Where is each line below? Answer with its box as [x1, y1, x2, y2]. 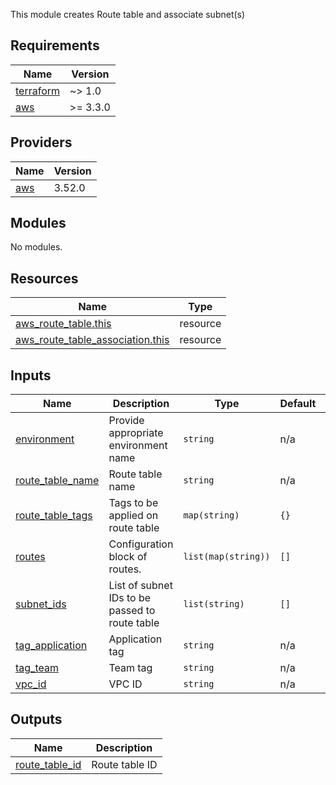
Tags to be [108, 496, 159, 510]
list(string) [183, 599, 245, 610]
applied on [108, 509, 159, 523]
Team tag [108, 661, 153, 675]
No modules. [10, 241, 63, 253]
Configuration [108, 537, 174, 551]
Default [279, 397, 317, 411]
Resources [10, 270, 79, 287]
